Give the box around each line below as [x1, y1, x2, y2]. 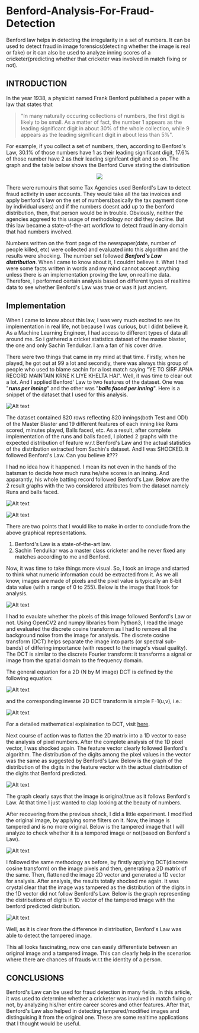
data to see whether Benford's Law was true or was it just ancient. [6, 283, 168, 291]
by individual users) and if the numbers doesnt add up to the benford [6, 203, 175, 210]
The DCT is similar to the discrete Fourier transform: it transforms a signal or [6, 650, 192, 657]
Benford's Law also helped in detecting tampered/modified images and [6, 1008, 179, 1015]
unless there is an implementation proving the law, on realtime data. [6, 271, 171, 278]
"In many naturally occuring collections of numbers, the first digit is [20, 112, 185, 119]
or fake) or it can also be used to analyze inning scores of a [6, 49, 151, 56]
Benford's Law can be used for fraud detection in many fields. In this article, [6, 989, 191, 996]
